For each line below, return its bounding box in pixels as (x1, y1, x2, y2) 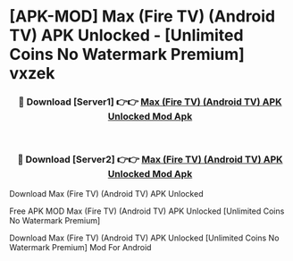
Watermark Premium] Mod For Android (9, 241, 152, 252)
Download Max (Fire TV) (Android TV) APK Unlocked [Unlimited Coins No (9, 232, 280, 243)
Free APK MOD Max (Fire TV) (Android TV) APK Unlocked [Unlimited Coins (9, 206, 285, 216)
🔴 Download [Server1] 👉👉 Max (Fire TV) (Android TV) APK (18, 96, 282, 108)
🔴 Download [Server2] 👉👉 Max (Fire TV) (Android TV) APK (17, 154, 283, 166)
